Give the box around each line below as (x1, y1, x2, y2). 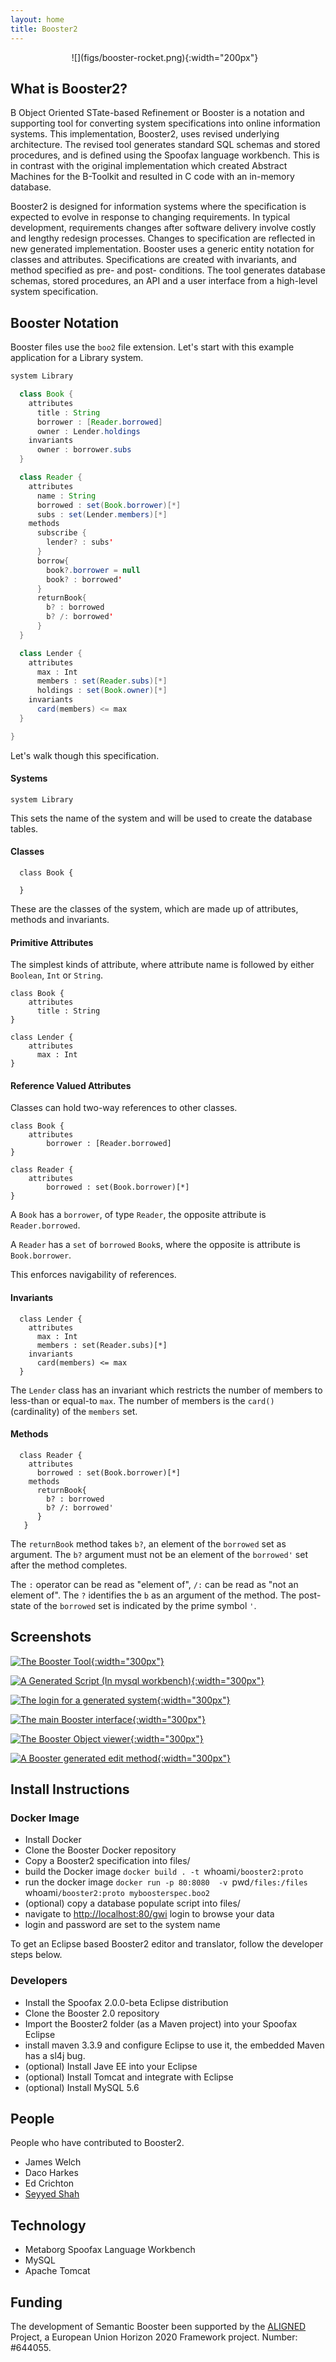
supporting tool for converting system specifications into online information (10, 117, 321, 130)
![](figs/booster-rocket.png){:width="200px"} (71, 51, 259, 63)
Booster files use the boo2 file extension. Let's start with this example (10, 341, 295, 353)
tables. (10, 822, 39, 835)
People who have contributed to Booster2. (10, 2137, 185, 2149)
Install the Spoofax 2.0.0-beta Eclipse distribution (24, 1996, 229, 2008)
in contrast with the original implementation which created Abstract (10, 160, 288, 172)
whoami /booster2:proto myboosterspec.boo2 (24, 1887, 210, 1899)
